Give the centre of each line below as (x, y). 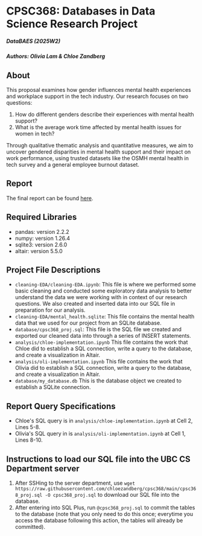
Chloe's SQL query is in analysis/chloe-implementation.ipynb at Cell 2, (104, 421)
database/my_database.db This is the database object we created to (98, 381)
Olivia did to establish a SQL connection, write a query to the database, (103, 368)
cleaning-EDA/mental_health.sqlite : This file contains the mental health (105, 317)
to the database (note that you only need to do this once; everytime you (104, 514)
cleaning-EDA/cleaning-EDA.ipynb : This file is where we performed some (105, 285)
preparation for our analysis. (50, 310)
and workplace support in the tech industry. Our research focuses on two (97, 96)
